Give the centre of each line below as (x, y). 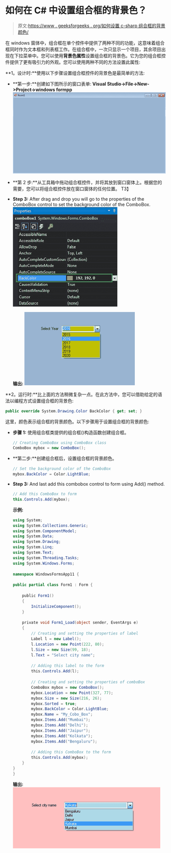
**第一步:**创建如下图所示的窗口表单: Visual (59, 84)
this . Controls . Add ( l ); (55, 671)
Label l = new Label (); (56, 639)
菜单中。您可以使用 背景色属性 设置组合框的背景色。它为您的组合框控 (94, 56)
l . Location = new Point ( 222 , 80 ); (68, 644)
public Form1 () (38, 596)
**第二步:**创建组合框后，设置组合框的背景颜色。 (65, 458)
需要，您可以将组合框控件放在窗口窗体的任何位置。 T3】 (72, 189)
